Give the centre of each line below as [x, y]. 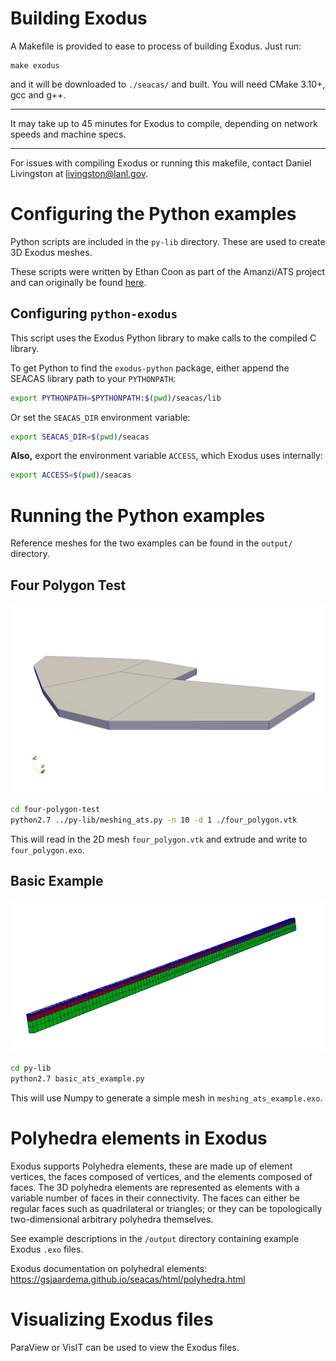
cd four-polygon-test [55, 810]
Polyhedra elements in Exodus [139, 1138]
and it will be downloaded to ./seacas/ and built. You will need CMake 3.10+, [168, 84]
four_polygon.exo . [47, 850]
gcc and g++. [38, 94]
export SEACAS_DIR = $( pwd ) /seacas [80, 437]
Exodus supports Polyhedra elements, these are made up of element [151, 1166]
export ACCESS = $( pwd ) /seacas [71, 475]
